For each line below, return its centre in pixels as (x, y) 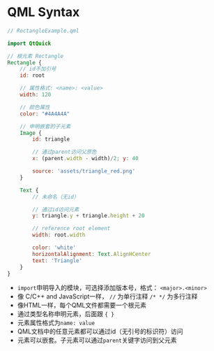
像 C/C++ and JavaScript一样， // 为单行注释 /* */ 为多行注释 (107, 296)
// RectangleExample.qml (43, 31)
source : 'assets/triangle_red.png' (84, 171)
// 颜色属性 (35, 107)
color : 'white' (54, 248)
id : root (32, 76)
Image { (31, 133)
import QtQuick (29, 43)
